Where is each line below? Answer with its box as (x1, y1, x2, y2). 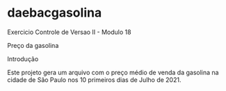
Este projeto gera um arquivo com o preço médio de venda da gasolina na (7, 68, 219, 76)
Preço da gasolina (7, 41, 59, 49)
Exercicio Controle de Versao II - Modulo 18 (7, 28, 131, 36)
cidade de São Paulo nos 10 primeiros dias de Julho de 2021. (7, 75, 181, 84)
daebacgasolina (7, 5, 102, 21)
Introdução (7, 54, 39, 63)
